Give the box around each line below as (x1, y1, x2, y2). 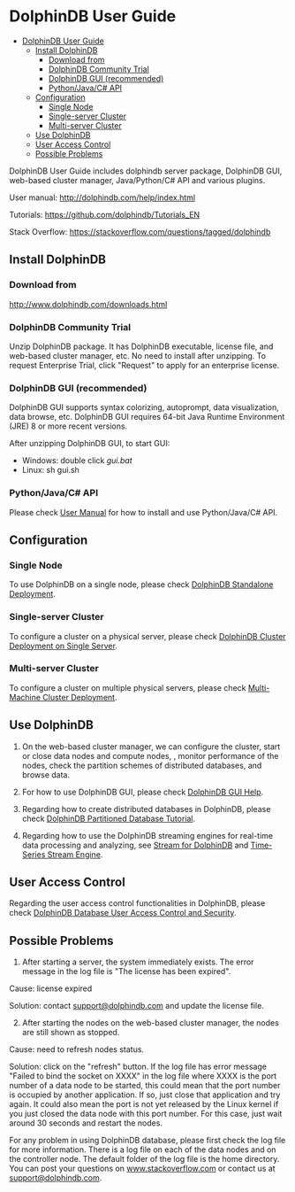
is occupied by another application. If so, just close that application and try (9, 1089, 281, 1100)
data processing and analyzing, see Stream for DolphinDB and (21, 840, 249, 850)
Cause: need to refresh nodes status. (9, 1044, 144, 1055)
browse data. (21, 769, 71, 780)
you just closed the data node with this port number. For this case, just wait (9, 1109, 283, 1119)
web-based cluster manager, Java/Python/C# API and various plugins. (9, 174, 266, 185)
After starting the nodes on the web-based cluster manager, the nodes (21, 1018, 280, 1028)
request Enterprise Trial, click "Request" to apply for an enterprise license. (9, 360, 280, 370)
